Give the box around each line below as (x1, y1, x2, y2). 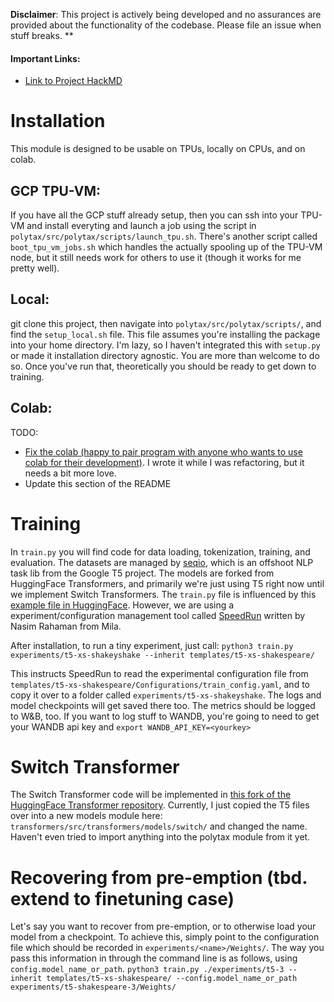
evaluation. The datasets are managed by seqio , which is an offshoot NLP (10, 556, 314, 568)
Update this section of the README (24, 477, 172, 489)
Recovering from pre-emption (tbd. (10, 866, 308, 889)
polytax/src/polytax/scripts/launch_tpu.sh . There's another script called (10, 230, 318, 242)
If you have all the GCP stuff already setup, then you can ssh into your (10, 209, 299, 221)
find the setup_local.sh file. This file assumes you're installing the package (10, 328, 321, 340)
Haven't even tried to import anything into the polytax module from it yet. (10, 831, 311, 843)
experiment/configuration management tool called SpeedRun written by (10, 609, 306, 621)
